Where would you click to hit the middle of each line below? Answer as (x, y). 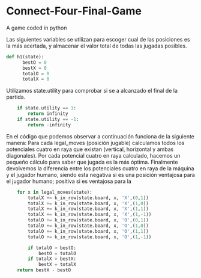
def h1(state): (25, 57)
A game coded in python (37, 28)
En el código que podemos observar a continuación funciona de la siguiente (100, 136)
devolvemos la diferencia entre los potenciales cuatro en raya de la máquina (100, 168)
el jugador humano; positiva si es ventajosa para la (69, 181)
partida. (16, 97)
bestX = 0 (34, 68)
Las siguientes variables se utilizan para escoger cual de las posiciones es (98, 39)
